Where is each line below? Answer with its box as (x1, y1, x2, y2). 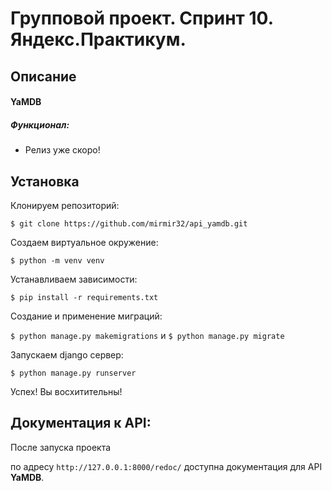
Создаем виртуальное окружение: (10, 236, 159, 248)
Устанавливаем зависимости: (10, 273, 138, 285)
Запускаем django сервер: (10, 348, 124, 361)
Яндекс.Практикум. (10, 28, 187, 51)
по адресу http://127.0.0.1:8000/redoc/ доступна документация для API (10, 460, 323, 472)
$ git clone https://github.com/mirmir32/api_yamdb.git (10, 218, 248, 229)
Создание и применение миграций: (10, 310, 163, 322)
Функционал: (10, 118, 70, 131)
